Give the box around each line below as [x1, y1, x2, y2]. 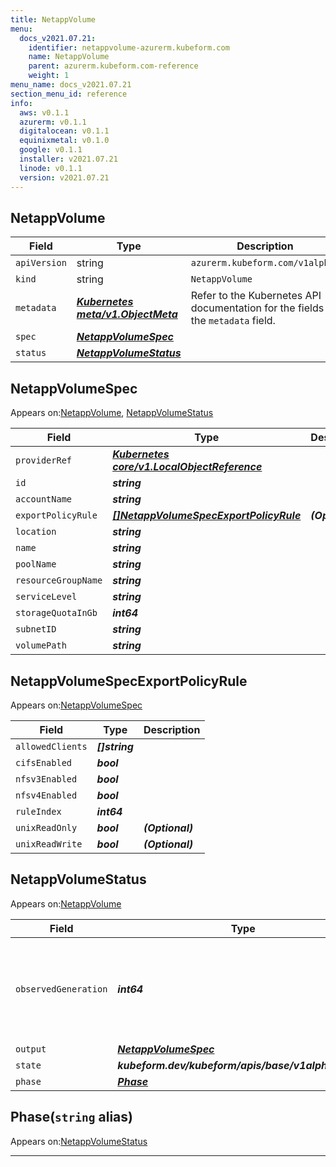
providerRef [15, 455, 73, 466]
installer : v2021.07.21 [19, 154, 118, 164]
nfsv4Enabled [15, 789, 78, 801]
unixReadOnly [15, 822, 78, 833]
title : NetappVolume [10, 14, 97, 25]
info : [10, 98, 33, 108]
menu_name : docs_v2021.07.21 [10, 80, 132, 90]
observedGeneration [15, 983, 108, 995]
